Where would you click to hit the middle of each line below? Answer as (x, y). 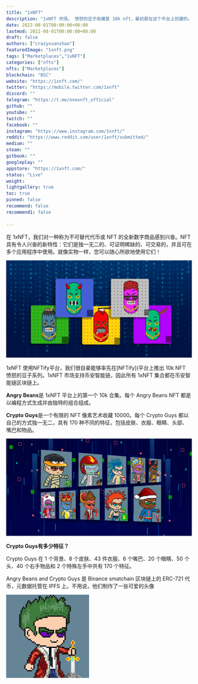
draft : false (22, 38)
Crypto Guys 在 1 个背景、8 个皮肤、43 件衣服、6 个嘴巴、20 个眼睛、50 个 (98, 559)
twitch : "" (19, 118)
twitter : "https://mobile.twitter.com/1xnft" (63, 88)
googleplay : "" (25, 162)
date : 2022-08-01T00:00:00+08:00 (47, 25)
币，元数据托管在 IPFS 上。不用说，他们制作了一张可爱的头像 (80, 586)
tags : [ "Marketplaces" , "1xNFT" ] (46, 56)
